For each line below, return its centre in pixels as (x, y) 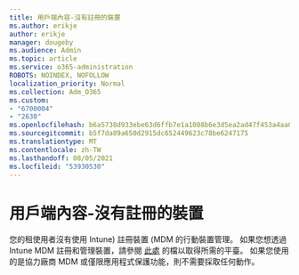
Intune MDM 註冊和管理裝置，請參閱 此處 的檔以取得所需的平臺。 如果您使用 (149, 251)
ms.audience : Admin (45, 51)
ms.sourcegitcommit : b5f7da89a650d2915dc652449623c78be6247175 (129, 133)
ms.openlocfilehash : (48, 125)
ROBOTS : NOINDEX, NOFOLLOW (59, 76)
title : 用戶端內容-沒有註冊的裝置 (65, 17)
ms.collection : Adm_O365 (55, 92)
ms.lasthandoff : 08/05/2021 (61, 158)
